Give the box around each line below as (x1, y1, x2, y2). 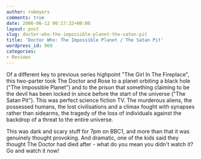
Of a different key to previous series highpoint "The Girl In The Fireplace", (6, 70, 189, 78)
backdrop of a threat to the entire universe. (6, 116, 114, 123)
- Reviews (6, 54, 31, 60)
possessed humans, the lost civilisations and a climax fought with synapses (6, 103, 195, 110)
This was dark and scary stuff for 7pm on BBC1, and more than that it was (6, 127, 189, 135)
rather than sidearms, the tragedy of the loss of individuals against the (6, 109, 182, 117)
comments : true (6, 15, 45, 21)
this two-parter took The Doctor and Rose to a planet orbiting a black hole (6, 77, 191, 84)
